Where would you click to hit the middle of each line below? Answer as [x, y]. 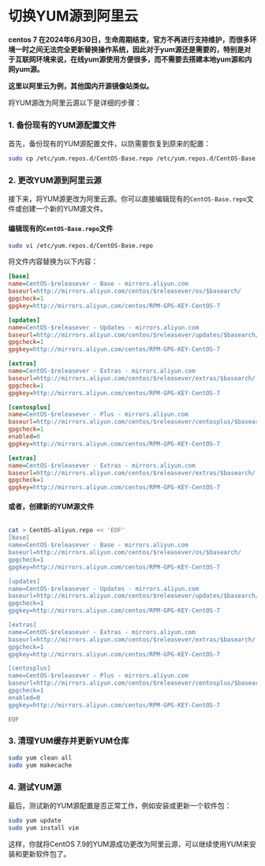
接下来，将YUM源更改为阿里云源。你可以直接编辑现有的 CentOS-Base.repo [127, 199]
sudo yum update [35, 820]
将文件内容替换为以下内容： [53, 262]
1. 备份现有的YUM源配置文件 [62, 125]
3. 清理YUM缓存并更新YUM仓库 [69, 741]
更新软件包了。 [46, 853]
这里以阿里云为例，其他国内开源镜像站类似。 [81, 86]
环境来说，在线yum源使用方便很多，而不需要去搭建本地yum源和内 [144, 59]
